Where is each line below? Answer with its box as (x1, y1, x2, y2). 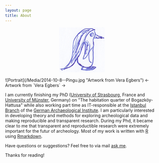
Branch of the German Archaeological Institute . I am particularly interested (5, 107, 155, 113)
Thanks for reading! (5, 152, 45, 158)
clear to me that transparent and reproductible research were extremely (5, 122, 149, 129)
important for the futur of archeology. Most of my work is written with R (5, 128, 149, 134)
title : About (5, 13, 32, 18)
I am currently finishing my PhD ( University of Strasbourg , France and (5, 92, 145, 98)
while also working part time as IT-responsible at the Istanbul (23, 102, 146, 108)
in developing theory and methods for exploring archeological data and (5, 112, 148, 118)
